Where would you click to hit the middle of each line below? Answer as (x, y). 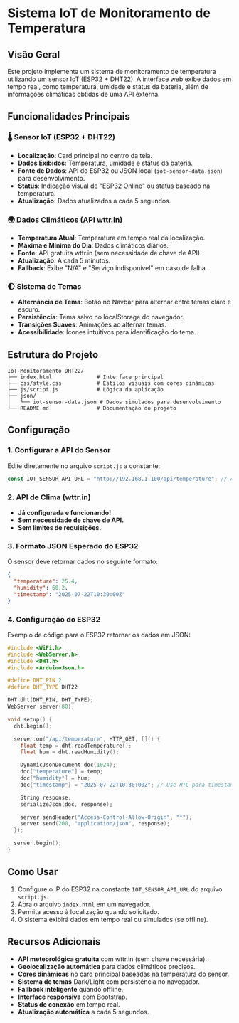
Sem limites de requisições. (59, 527)
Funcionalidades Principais (69, 116)
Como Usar (33, 872)
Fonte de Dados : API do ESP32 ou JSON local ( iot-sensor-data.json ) (120, 170)
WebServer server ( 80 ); (41, 707)
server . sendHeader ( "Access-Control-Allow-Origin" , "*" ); (106, 817)
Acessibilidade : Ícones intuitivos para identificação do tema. (107, 332)
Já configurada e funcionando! (64, 512)
